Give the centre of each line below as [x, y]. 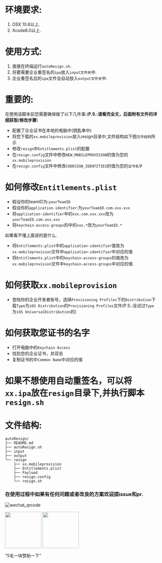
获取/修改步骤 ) [23, 120]
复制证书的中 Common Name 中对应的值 [47, 359]
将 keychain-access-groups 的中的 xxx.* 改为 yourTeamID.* [67, 225]
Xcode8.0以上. [26, 30]
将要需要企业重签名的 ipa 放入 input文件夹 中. [54, 72]
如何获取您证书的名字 [48, 333]
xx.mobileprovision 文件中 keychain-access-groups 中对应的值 [72, 264]
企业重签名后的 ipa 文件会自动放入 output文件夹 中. [59, 78]
